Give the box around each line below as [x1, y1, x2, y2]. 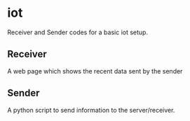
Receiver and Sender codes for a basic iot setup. [7, 28, 149, 36]
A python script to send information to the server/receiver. [7, 106, 175, 114]
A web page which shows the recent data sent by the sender [7, 66, 183, 75]
